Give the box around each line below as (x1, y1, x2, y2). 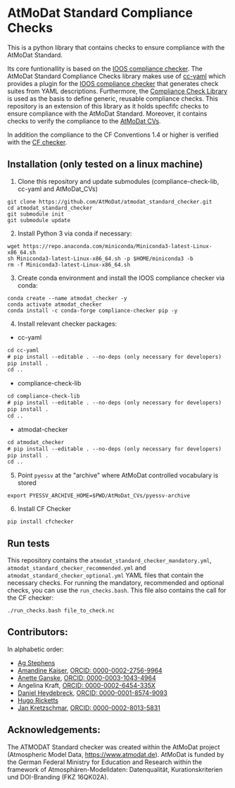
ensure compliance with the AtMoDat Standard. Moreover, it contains (7, 109, 208, 118)
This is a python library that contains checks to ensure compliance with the (7, 43, 225, 51)
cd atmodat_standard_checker (7, 204, 93, 211)
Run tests (7, 537, 50, 549)
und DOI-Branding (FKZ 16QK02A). (7, 772, 109, 781)
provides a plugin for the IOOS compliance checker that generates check (7, 79, 219, 87)
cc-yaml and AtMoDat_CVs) (17, 185, 99, 193)
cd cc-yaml (7, 347, 39, 354)
